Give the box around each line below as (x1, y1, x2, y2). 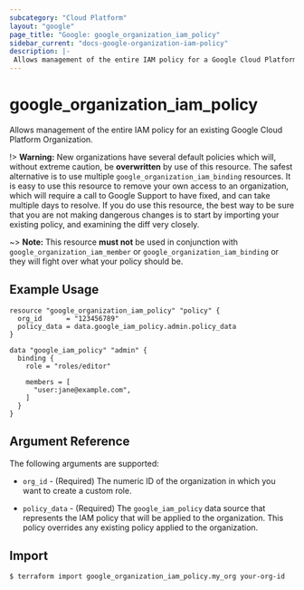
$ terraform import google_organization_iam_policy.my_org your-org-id (9, 572, 285, 581)
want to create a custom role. (22, 485, 132, 496)
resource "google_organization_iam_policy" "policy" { (9, 305, 221, 315)
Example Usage (9, 282, 100, 297)
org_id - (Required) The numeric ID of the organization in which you (22, 475, 276, 486)
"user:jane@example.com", (33, 385, 131, 394)
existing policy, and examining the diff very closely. (9, 218, 200, 229)
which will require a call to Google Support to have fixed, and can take (9, 189, 271, 200)
